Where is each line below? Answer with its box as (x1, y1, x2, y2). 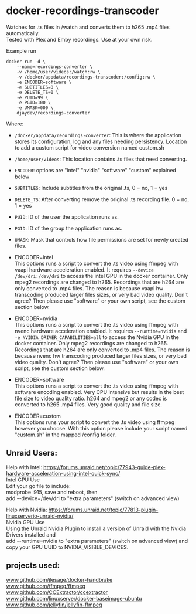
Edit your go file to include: (6, 482, 71, 489)
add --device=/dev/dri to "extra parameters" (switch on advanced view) (6, 494, 180, 502)
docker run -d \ (6, 59, 46, 65)
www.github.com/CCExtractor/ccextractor (6, 588, 108, 596)
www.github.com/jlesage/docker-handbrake (6, 576, 113, 583)
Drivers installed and (6, 531, 56, 538)
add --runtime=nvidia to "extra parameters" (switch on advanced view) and (6, 537, 188, 544)
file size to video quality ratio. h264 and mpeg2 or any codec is (14, 395, 167, 402)
